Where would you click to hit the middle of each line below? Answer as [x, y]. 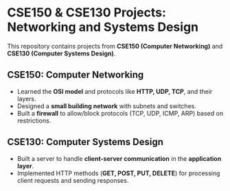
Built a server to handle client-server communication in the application [119, 158]
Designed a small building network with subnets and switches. [107, 106]
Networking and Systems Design [103, 27]
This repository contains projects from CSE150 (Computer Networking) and [115, 46]
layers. [26, 99]
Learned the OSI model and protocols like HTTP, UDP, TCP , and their [115, 91]
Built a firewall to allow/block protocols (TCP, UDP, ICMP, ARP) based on [120, 113]
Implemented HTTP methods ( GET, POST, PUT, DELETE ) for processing [118, 173]
